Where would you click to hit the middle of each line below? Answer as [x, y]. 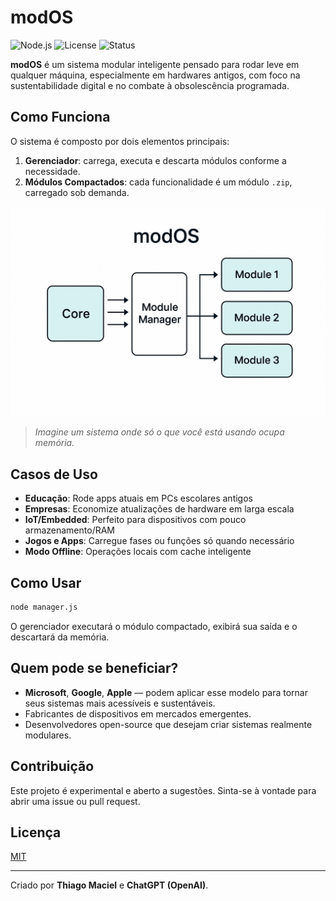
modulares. [48, 735]
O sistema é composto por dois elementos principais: [120, 141]
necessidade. [52, 171]
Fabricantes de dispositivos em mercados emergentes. [138, 713]
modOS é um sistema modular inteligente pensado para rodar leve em [155, 64]
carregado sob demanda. [77, 192]
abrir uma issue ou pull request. [75, 801]
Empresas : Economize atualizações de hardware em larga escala [159, 509]
